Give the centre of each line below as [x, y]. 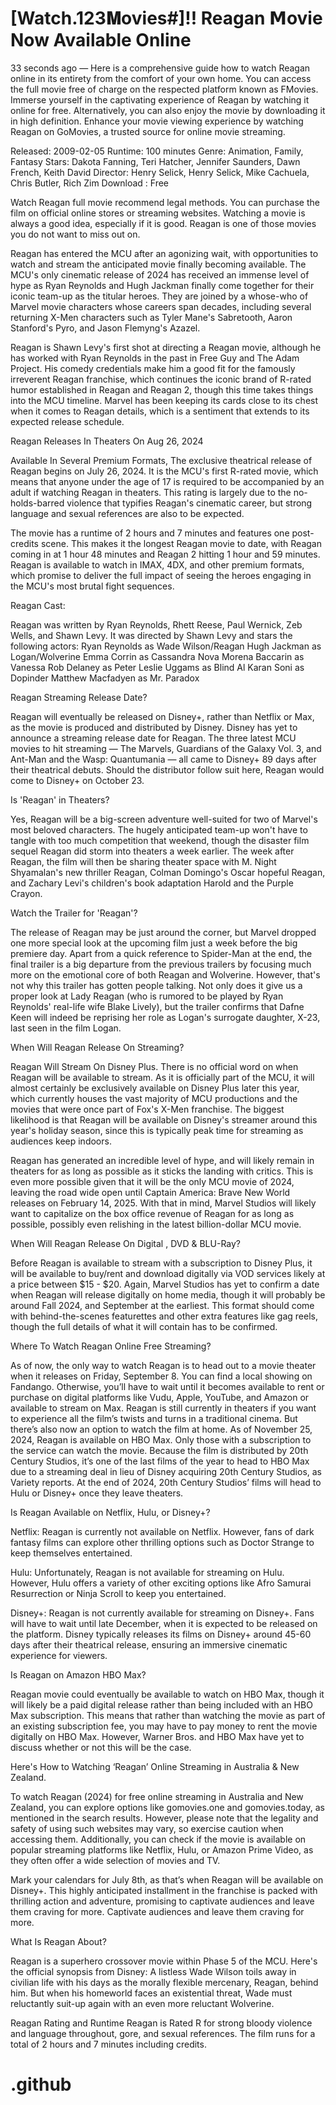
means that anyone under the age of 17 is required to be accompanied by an [167, 481]
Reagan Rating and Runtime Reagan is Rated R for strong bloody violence [161, 2023]
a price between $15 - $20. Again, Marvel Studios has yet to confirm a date [165, 1284]
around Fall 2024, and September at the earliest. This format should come [162, 1305]
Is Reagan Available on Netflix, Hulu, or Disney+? [110, 1512]
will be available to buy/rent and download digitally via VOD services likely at [168, 1273]
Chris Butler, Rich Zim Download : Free [90, 183]
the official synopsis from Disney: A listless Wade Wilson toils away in [153, 1971]
